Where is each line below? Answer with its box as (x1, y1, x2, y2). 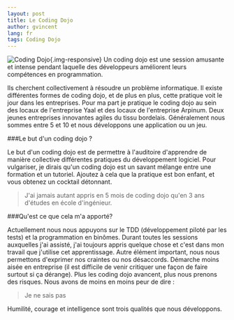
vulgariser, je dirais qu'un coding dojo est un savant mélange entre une (7, 163, 212, 171)
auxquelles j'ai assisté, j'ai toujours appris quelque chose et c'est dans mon (7, 240, 225, 249)
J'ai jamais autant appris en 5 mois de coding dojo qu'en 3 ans (24, 191, 205, 200)
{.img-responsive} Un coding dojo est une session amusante (50, 55, 225, 64)
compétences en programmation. (7, 71, 103, 79)
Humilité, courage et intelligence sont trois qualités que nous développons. (7, 305, 222, 313)
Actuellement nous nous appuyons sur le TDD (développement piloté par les (7, 226, 227, 234)
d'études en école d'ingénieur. (24, 198, 112, 207)
